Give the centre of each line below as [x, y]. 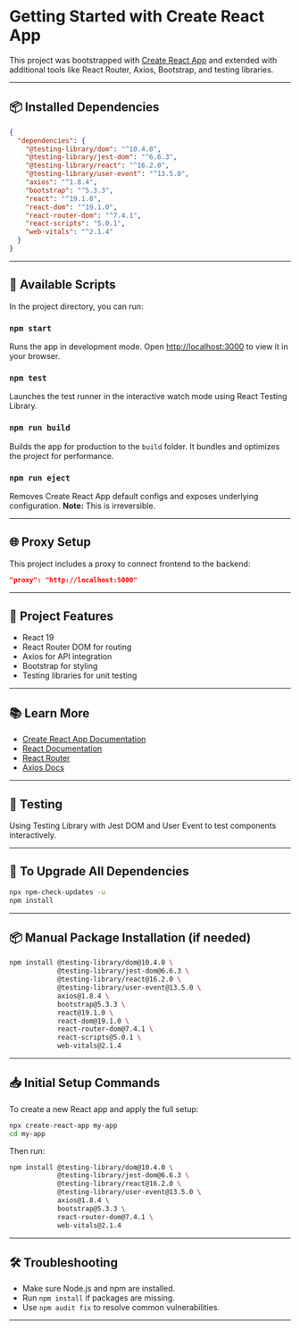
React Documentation [62, 749]
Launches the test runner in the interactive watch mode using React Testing [148, 397]
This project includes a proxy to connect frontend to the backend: [130, 564]
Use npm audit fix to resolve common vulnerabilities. [121, 1308]
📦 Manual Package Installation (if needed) [130, 937]
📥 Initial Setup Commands [85, 1083]
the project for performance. [62, 456]
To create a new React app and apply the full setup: [104, 1108]
